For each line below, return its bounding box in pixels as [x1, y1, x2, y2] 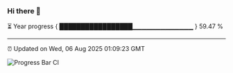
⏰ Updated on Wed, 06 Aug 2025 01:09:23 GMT [7, 45, 146, 53]
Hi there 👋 [7, 6, 42, 16]
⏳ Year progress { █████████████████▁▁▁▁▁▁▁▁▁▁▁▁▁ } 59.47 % [7, 22, 224, 30]
